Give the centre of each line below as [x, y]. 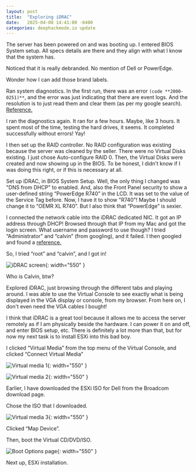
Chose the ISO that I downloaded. [47, 406]
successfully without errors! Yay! [46, 134]
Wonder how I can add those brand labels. [57, 80]
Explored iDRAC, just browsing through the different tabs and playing [89, 288]
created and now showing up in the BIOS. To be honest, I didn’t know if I [93, 164]
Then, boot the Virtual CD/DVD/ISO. [49, 440]
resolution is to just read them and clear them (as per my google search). [94, 104]
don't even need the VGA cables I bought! [57, 307]
